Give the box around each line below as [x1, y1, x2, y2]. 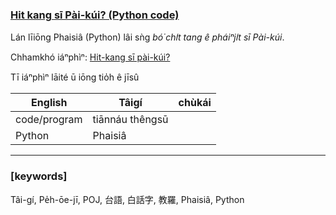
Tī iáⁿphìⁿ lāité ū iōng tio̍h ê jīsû [10, 71, 140, 83]
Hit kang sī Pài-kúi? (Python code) [10, 8, 180, 22]
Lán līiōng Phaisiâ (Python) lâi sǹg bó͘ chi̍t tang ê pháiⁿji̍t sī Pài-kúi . [10, 31, 285, 43]
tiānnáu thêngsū [92, 113, 169, 127]
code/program [15, 113, 83, 127]
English [31, 96, 68, 110]
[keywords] [10, 169, 68, 183]
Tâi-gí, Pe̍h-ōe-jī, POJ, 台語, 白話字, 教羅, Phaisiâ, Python [10, 193, 245, 205]
